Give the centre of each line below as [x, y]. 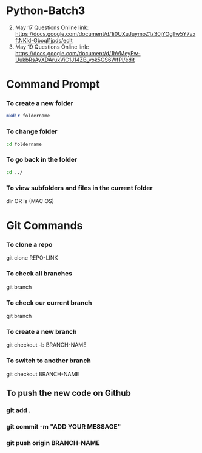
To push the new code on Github [69, 393]
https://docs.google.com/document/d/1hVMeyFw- [78, 53]
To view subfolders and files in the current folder [79, 188]
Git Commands [45, 226]
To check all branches [39, 274]
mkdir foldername [28, 116]
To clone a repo [29, 245]
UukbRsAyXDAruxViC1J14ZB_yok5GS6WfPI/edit [75, 60]
